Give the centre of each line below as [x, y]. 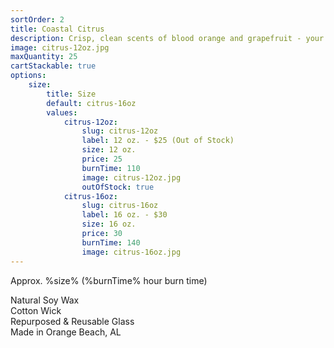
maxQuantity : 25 [44, 57]
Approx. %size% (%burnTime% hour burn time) [109, 280]
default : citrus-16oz [91, 103]
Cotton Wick [36, 310]
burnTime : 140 [111, 242]
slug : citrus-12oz [120, 131]
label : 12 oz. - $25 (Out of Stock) [158, 141]
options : [28, 76]
